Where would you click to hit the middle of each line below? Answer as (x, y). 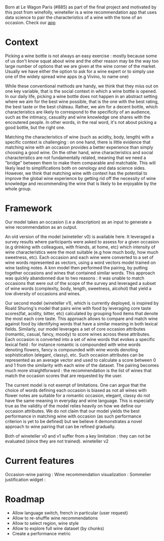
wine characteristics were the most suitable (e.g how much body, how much (82, 252)
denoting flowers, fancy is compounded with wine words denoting (72, 350)
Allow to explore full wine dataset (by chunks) (58, 528)
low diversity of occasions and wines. (43, 293)
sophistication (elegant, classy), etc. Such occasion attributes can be (74, 355)
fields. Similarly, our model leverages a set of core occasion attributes (75, 329)
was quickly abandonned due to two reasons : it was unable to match (75, 278)
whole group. (18, 189)
